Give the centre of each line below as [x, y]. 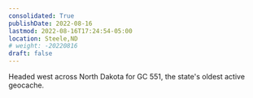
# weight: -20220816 [44, 46]
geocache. [26, 85]
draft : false [31, 53]
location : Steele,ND [44, 38]
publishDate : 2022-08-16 [50, 23]
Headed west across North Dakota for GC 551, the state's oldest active [127, 77]
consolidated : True [41, 16]
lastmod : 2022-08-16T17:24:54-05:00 [70, 31]
